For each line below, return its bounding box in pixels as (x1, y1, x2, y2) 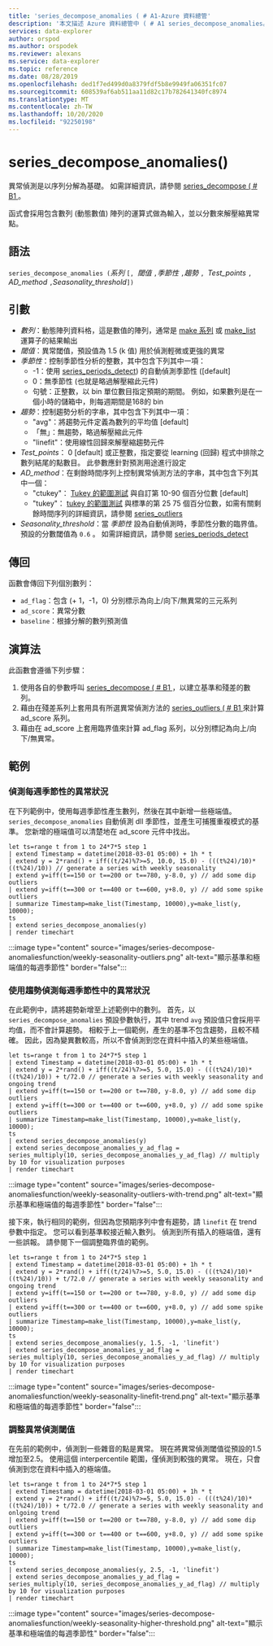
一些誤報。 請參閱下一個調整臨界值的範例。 (8, 1237, 153, 1247)
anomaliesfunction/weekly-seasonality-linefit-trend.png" (8, 1391, 198, 1401)
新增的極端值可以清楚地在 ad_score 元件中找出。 (31, 826, 195, 836)
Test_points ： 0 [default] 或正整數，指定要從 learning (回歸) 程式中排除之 (19, 448, 265, 457)
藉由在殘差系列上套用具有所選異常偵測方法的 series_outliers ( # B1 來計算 (19, 703, 265, 713)
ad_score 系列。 (19, 713, 75, 723)
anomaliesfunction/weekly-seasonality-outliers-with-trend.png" (8, 1189, 222, 1199)
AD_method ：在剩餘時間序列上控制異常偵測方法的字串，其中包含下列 (19, 468, 252, 478)
